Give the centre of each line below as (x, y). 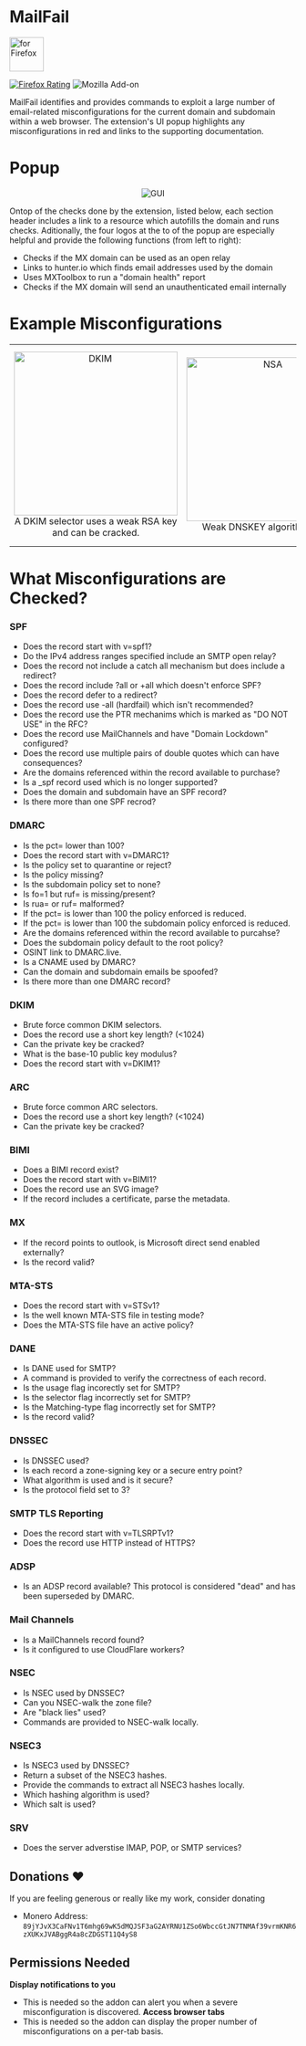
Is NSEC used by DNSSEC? (73, 1693)
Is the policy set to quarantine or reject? (97, 865)
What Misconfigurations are (117, 579)
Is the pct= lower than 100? (73, 845)
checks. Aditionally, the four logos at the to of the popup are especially (142, 230)
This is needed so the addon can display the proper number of (140, 2022)
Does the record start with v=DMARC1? (96, 855)
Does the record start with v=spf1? (87, 646)
